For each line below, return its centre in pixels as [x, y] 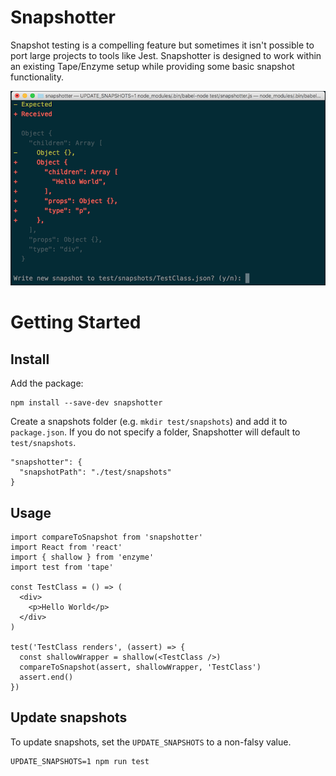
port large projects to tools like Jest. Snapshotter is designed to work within [166, 55]
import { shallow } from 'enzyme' [82, 557]
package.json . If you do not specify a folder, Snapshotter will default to [155, 432]
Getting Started [76, 322]
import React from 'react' [66, 547]
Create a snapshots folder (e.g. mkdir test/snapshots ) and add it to [149, 422]
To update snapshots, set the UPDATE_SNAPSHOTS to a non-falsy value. [151, 742]
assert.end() [46, 677]
